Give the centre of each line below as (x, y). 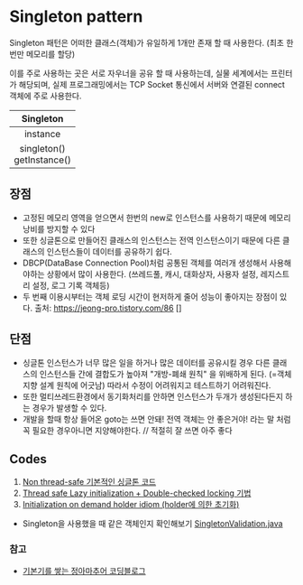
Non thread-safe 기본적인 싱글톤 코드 (89, 482)
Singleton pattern (76, 17)
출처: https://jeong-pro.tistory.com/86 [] (108, 308)
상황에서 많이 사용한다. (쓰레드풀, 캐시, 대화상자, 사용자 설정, (152, 274)
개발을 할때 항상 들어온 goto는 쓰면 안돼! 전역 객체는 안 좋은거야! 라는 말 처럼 (156, 419)
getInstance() (43, 160)
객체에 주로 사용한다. (46, 96)
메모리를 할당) (50, 54)
